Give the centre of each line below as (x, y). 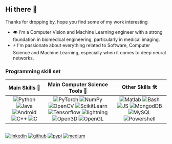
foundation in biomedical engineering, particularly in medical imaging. (86, 39)
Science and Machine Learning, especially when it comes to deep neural (89, 52)
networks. (23, 58)
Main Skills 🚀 (25, 88)
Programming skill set (33, 71)
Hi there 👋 (21, 9)
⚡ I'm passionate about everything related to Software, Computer (81, 45)
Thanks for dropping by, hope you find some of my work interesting (77, 22)
